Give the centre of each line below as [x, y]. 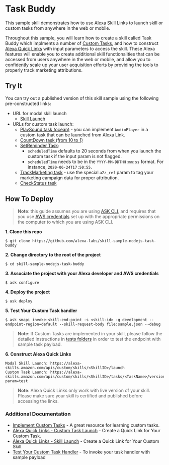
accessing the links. [38, 401]
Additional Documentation [38, 414]
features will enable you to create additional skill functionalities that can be [82, 54]
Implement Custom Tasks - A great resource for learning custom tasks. [86, 425]
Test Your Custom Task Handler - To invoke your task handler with [81, 452]
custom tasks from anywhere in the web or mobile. [58, 28]
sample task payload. [39, 344]
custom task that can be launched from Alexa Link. [73, 135]
